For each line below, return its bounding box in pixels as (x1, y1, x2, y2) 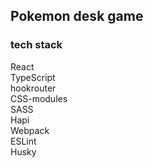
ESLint (10, 135, 37, 147)
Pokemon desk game (10, 8, 144, 25)
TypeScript (10, 71, 56, 83)
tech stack (10, 38, 63, 52)
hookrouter (10, 82, 57, 94)
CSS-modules (10, 92, 68, 104)
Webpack (10, 124, 50, 136)
